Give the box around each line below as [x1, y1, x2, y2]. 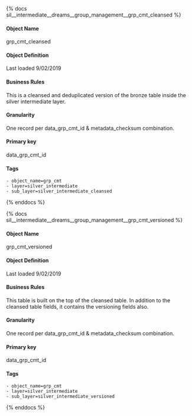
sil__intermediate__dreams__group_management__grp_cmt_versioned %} [6, 216, 183, 224]
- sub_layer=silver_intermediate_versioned [6, 393, 115, 399]
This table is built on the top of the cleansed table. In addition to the [6, 296, 171, 304]
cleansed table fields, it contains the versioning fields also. [6, 303, 149, 310]
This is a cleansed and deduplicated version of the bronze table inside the [6, 91, 186, 98]
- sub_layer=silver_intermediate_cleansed [6, 188, 112, 194]
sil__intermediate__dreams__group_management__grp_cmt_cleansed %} [6, 11, 181, 18]
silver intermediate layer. [6, 98, 66, 105]
